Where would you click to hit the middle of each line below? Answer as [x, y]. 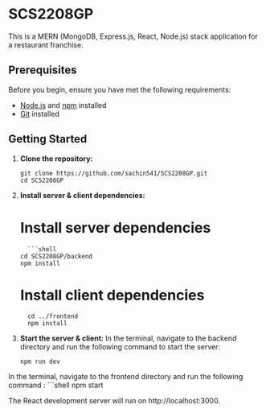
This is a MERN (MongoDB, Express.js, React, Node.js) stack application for [133, 36]
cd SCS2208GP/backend [56, 256]
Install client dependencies [112, 295]
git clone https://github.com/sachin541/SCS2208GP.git [114, 173]
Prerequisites [43, 70]
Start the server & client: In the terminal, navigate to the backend [128, 338]
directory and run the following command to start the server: [120, 347]
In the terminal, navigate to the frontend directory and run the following [126, 377]
